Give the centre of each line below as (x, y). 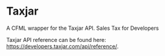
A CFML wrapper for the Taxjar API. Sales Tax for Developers (82, 28)
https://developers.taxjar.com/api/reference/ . (62, 46)
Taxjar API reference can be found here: (56, 40)
